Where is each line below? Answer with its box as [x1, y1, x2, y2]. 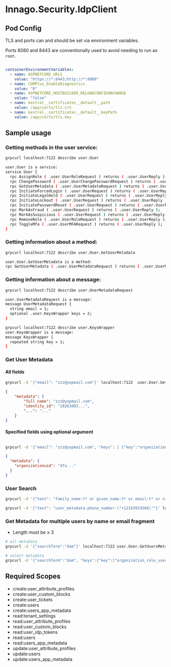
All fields [5, 368, 24, 375]
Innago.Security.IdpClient [5, 4, 117, 15]
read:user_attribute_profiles [12, 618, 71, 624]
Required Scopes [5, 572, 61, 581]
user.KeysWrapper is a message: [5, 330, 74, 335]
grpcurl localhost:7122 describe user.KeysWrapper [5, 325, 115, 330]
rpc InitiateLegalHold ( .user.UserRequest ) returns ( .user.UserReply [10, 193, 167, 199]
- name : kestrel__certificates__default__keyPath [10, 110, 117, 115]
